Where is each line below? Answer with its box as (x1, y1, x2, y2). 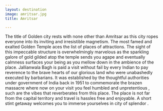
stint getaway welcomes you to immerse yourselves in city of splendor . (5, 100, 149, 107)
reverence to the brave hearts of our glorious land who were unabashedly (5, 70, 153, 76)
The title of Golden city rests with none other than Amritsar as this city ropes (5, 33, 158, 39)
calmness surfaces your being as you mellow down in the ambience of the (5, 59, 154, 65)
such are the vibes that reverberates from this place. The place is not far (5, 90, 150, 96)
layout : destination (5, 7, 47, 12)
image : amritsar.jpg (5, 12, 47, 16)
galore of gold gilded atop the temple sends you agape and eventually (5, 54, 145, 60)
